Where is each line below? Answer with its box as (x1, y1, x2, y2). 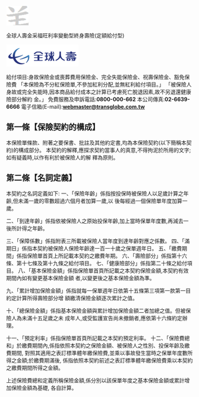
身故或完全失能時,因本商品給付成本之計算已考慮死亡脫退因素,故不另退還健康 (6, 88, 192, 95)
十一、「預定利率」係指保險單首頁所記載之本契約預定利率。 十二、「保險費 (6, 334, 185, 341)
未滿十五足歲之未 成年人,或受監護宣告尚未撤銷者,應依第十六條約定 (21, 315, 183, 322)
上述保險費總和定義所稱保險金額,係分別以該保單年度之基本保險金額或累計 (6, 377, 185, 384)
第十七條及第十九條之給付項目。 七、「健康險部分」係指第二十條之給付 (16, 259, 187, 266)
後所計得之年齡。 (6, 224, 48, 231)
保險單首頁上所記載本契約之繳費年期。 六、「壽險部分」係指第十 (26, 252, 182, 259)
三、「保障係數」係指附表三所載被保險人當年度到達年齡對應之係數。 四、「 (6, 237, 185, 244)
